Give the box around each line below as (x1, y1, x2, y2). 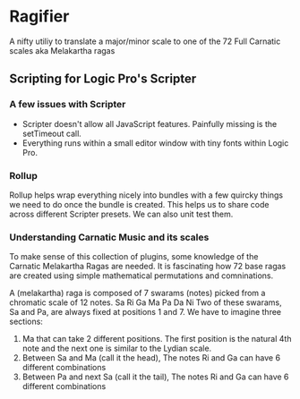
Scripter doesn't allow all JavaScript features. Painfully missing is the (21, 118, 278, 129)
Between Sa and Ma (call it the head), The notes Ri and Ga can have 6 (21, 352, 280, 363)
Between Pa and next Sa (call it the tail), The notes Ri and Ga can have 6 (21, 371, 289, 382)
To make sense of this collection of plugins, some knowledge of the (9, 251, 259, 262)
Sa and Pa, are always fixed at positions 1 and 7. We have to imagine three (9, 307, 282, 318)
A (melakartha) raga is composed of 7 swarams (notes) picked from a (9, 288, 266, 299)
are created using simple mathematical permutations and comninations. (9, 270, 274, 281)
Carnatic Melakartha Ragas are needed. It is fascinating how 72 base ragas (9, 261, 287, 272)
